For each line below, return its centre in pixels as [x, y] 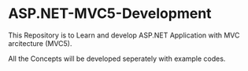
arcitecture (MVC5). [40, 43]
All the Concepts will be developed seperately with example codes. [117, 59]
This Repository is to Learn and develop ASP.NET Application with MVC [124, 35]
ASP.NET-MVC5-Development [110, 14]
